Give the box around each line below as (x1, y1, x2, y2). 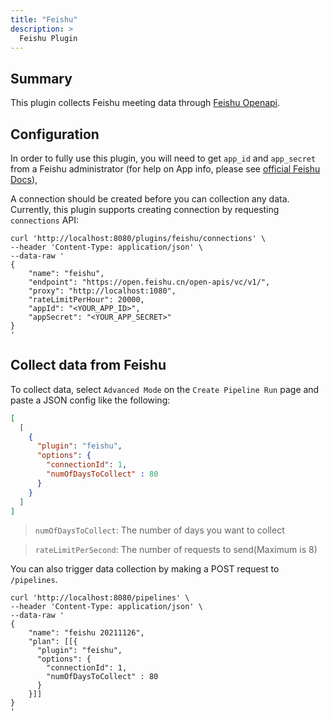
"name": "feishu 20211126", (28, 628, 145, 638)
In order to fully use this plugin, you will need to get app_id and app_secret (10, 152, 317, 164)
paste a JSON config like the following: (10, 394, 171, 406)
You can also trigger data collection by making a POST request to (10, 563, 280, 575)
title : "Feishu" (10, 14, 78, 25)
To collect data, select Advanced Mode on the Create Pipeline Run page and (10, 383, 320, 395)
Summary (10, 70, 73, 87)
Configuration (10, 126, 100, 143)
